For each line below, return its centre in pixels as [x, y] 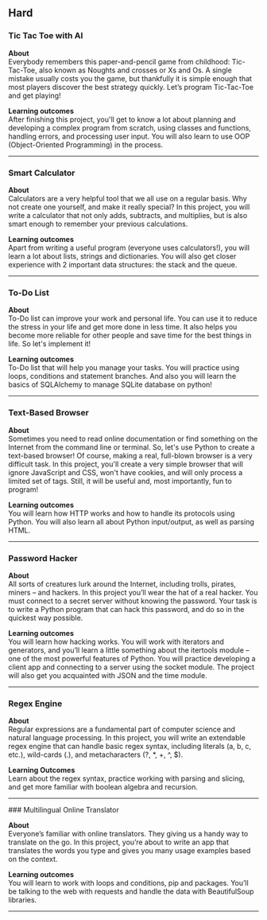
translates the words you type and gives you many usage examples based [130, 851]
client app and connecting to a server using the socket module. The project [131, 667]
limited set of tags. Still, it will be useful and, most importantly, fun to [120, 481]
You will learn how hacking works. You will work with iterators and [116, 641]
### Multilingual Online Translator [64, 810]
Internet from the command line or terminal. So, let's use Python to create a [132, 447]
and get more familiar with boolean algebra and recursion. [103, 787]
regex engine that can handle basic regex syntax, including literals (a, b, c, [130, 747]
